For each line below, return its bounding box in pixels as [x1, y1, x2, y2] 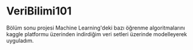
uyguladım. [6, 37, 34, 44]
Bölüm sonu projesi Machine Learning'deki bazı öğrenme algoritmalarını [6, 24, 186, 31]
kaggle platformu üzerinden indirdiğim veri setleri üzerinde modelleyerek [6, 30, 188, 37]
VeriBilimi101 [6, 4, 72, 18]
